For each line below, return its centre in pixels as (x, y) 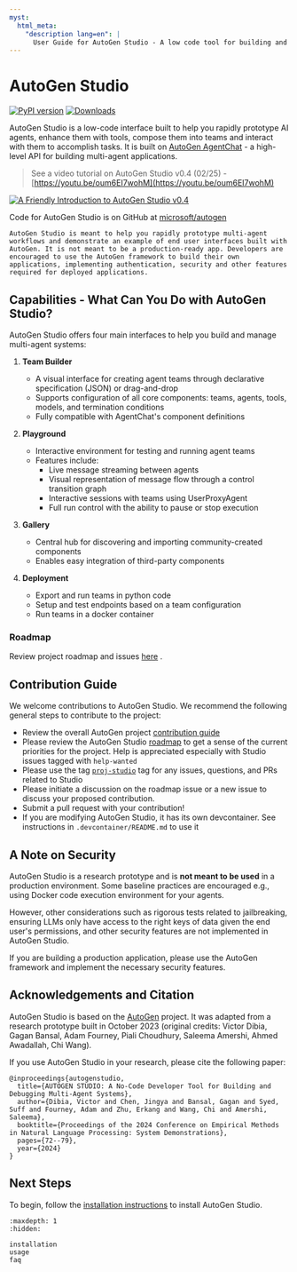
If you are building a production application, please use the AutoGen (134, 958)
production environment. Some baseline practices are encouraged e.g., (140, 886)
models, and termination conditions (100, 407)
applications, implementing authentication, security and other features (148, 265)
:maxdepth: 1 (33, 1221)
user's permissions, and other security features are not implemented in (139, 931)
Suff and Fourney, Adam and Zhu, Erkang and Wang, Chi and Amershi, (138, 1109)
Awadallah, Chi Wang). (51, 1045)
